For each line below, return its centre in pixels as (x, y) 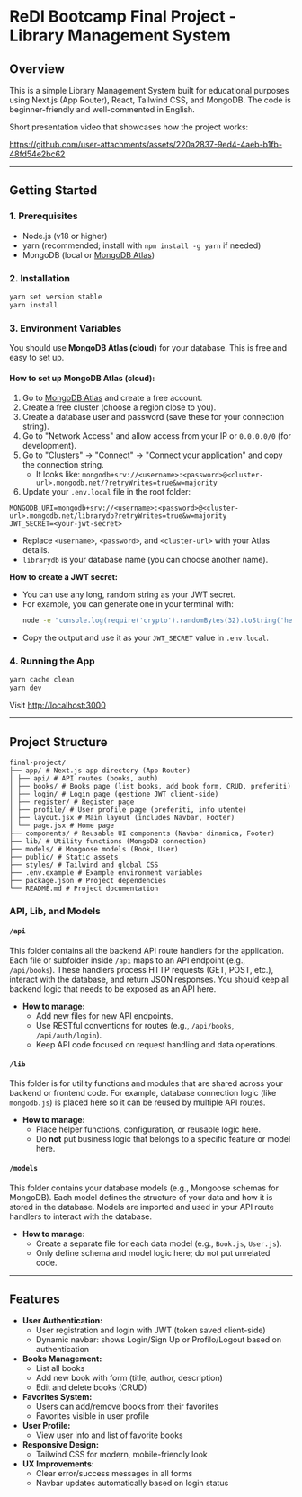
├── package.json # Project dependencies (88, 880)
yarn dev (26, 688)
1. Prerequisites (44, 216)
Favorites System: (57, 1397)
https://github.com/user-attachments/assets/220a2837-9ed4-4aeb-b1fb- (146, 144)
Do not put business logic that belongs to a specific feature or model (163, 1139)
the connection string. (63, 465)
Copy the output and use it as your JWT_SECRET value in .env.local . (146, 638)
